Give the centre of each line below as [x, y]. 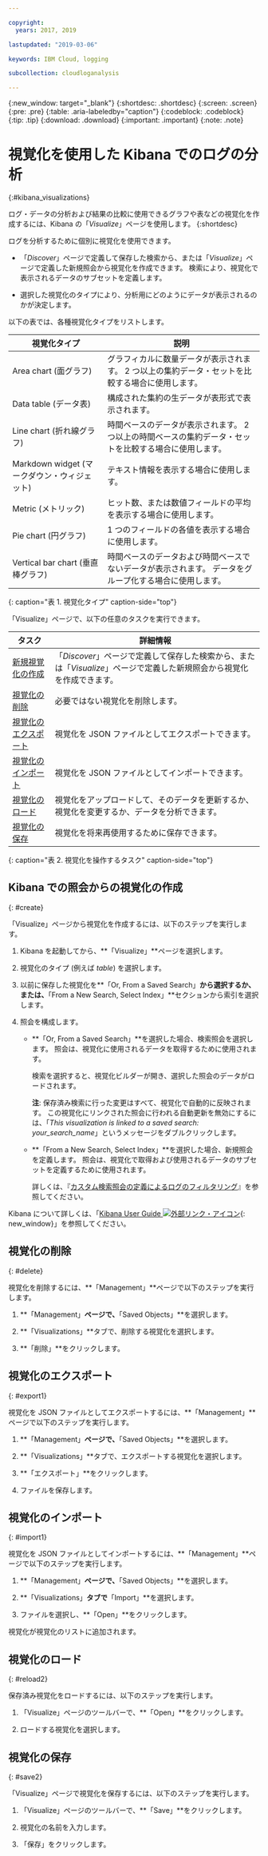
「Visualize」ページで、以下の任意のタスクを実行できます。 [106, 619]
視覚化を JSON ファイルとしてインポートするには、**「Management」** [129, 1554]
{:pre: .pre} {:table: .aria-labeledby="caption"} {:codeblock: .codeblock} [126, 112]
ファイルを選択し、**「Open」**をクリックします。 [105, 1615]
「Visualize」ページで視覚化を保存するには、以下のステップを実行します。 [131, 1793]
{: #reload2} [28, 1679]
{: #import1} [28, 1537]
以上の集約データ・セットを [191, 371]
